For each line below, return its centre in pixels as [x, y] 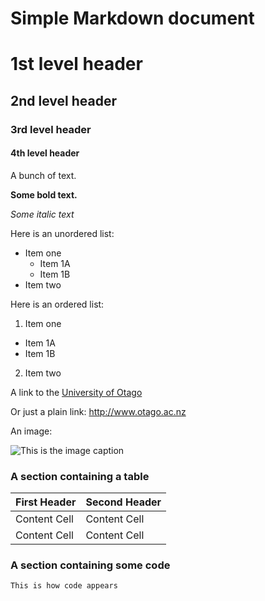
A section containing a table [80, 476]
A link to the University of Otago [76, 392]
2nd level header [63, 100]
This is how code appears [64, 586]
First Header [46, 502]
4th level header [45, 153]
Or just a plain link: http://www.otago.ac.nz [98, 411]
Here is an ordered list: [57, 304]
